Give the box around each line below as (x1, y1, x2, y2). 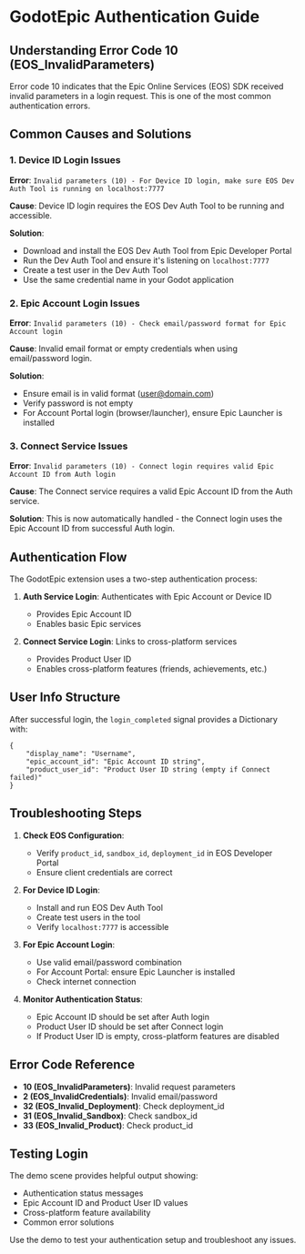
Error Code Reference (9, 1057, 135, 1073)
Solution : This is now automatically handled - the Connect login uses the (9, 513, 283, 524)
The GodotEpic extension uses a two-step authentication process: (9, 573, 258, 584)
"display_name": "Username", (25, 749, 137, 758)
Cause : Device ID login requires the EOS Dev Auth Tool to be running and (9, 200, 285, 211)
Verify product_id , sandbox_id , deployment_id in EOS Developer (36, 847, 273, 858)
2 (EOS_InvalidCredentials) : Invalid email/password (22, 1090, 219, 1102)
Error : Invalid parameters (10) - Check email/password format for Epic (9, 317, 287, 329)
